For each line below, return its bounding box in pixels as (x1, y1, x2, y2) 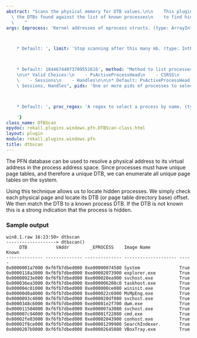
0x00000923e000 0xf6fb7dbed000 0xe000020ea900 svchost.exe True (6, 275, 191, 281)
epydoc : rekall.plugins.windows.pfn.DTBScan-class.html (6, 125, 145, 131)
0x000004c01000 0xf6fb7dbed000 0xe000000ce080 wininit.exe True (6, 285, 191, 292)
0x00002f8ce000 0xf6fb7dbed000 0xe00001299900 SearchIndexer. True (6, 322, 191, 327)
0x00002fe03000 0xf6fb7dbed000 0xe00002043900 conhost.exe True (6, 316, 191, 322)
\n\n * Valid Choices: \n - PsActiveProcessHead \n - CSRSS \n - (16, 72, 193, 78)
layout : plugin (6, 131, 43, 136)
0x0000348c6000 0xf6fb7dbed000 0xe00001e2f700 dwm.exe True (6, 301, 191, 307)
